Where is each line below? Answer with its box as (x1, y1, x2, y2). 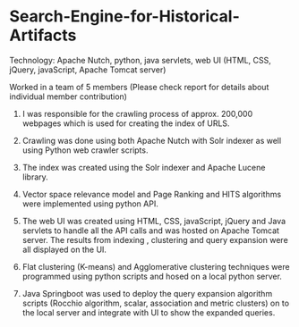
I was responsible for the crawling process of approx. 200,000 (21, 108, 253, 119)
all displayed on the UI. (21, 244, 107, 255)
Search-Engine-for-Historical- (9, 6, 240, 27)
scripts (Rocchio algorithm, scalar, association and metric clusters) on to (21, 298, 289, 308)
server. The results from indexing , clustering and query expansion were (21, 234, 288, 245)
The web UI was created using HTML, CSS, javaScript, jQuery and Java (21, 215, 286, 226)
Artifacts (9, 25, 77, 46)
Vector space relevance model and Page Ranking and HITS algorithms (21, 189, 282, 199)
